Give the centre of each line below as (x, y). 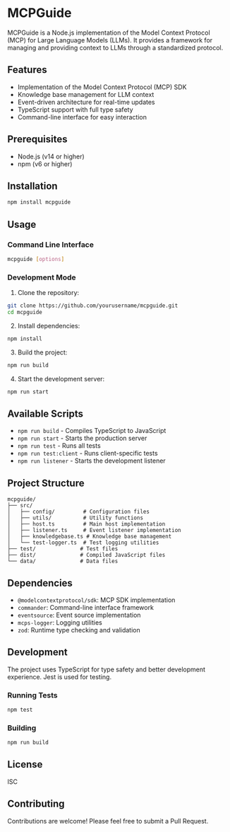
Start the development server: (61, 379)
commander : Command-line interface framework (85, 607)
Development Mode (42, 277)
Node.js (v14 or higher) (51, 156)
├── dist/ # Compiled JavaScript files (86, 555)
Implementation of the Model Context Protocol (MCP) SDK (102, 87)
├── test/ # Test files (63, 549)
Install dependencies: (49, 325)
